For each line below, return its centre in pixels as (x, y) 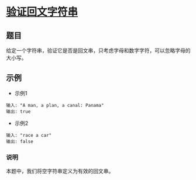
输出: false (20, 141)
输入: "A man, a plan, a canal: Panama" (55, 105)
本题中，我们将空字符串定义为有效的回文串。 (60, 171)
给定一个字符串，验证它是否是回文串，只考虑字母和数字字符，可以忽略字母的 (98, 51)
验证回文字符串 (42, 12)
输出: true (18, 112)
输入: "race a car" (29, 135)
